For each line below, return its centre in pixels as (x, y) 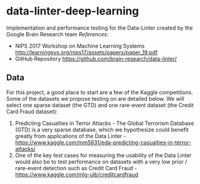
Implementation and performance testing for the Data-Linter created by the (100, 28)
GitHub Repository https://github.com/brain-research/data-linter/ (96, 59)
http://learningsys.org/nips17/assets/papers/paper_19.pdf (86, 52)
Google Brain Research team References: (57, 34)
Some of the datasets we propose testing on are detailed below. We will (95, 98)
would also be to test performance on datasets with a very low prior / (101, 162)
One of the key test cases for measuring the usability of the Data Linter (103, 155)
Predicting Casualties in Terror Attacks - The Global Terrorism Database (105, 123)
